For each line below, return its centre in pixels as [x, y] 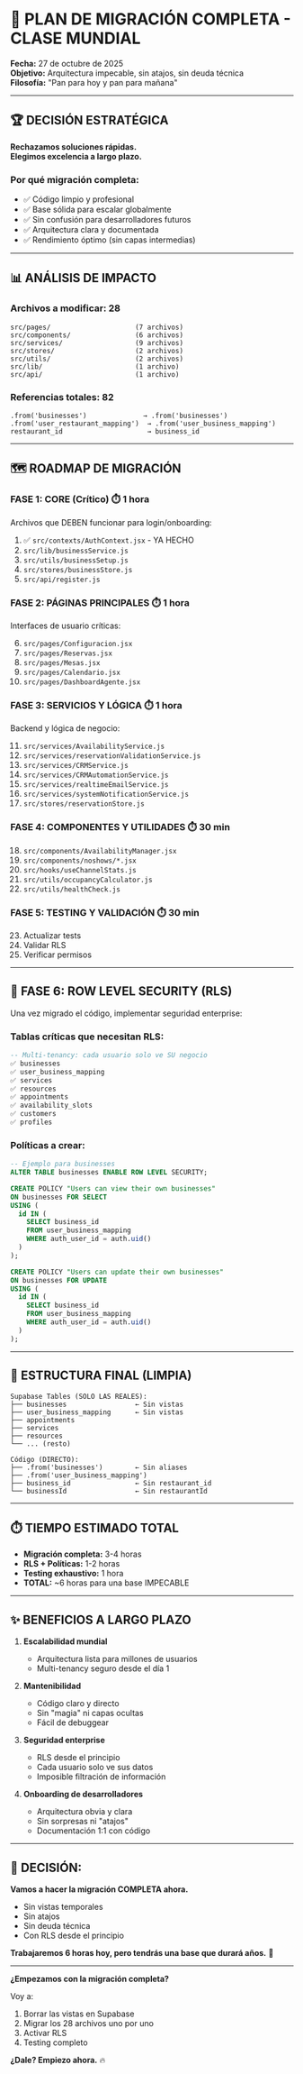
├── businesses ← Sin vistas [97, 1404]
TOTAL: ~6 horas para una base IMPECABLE [106, 1583]
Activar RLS [45, 2033]
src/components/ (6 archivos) [97, 335]
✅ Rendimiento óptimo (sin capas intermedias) [109, 240]
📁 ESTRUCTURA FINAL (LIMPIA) [101, 1376]
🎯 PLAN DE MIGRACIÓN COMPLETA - [151, 19]
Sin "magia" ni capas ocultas [90, 1713]
